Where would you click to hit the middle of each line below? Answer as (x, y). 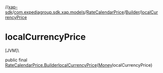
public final (16, 60)
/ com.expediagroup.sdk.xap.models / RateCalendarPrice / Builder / (77, 12)
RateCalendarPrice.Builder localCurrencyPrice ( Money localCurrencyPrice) (79, 65)
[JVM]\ (12, 50)
